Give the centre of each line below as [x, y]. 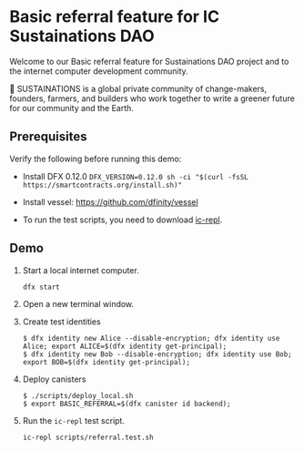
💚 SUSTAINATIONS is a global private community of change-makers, [138, 88]
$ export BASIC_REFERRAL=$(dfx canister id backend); [127, 404]
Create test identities [62, 322]
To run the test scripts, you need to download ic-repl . [122, 220]
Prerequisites [48, 137]
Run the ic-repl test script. [74, 420]
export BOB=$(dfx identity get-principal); [106, 362]
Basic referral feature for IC [115, 17]
